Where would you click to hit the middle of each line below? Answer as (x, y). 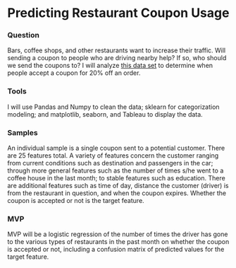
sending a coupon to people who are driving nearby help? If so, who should (117, 58)
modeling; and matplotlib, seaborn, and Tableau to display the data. (105, 114)
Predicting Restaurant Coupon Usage (118, 13)
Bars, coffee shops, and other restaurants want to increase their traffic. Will (117, 50)
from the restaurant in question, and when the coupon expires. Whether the (117, 193)
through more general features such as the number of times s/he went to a (116, 170)
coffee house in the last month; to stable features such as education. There (116, 178)
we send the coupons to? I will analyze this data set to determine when (110, 66)
